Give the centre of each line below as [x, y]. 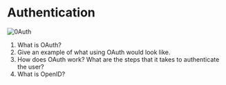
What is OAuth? [39, 45]
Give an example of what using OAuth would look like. [94, 52]
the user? [31, 66]
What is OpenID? [41, 74]
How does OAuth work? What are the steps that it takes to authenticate [118, 59]
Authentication [51, 13]
